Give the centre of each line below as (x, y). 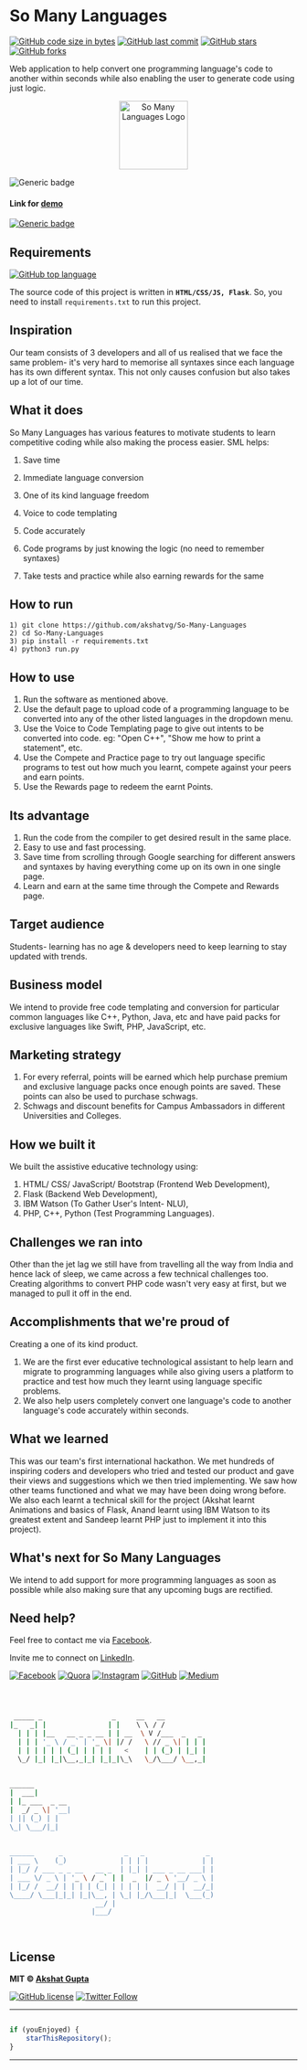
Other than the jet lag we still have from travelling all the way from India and (152, 1264)
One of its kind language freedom (86, 495)
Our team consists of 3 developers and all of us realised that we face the (146, 352)
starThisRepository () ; (69, 2038)
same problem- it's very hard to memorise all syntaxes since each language (152, 362)
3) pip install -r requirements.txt (79, 642)
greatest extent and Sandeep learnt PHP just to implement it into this (138, 1519)
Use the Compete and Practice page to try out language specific (144, 758)
